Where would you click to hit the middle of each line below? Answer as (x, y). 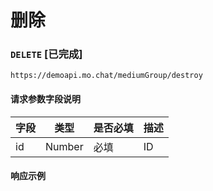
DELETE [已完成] (46, 54)
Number (64, 146)
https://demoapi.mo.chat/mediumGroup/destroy (106, 76)
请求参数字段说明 (45, 99)
